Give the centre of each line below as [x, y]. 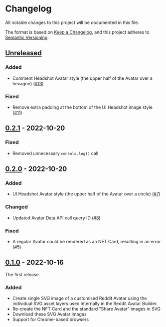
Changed [17, 207]
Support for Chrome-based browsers [50, 319]
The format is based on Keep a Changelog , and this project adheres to [77, 32]
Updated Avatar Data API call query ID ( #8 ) [56, 218]
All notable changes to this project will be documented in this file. [72, 22]
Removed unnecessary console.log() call [55, 153]
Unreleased [24, 53]
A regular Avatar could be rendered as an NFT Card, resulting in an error [86, 241]
